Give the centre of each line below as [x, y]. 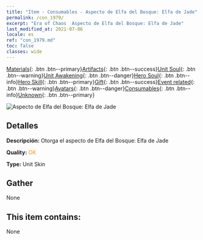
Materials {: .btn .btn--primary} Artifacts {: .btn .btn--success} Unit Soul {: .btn [101, 69]
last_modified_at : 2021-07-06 [45, 29]
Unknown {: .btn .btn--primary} [56, 94]
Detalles [22, 126]
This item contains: [44, 217]
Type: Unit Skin [26, 164]
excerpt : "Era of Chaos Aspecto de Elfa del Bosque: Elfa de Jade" [95, 23]
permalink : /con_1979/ [35, 18]
